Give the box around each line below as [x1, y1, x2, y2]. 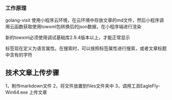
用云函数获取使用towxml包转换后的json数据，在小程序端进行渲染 [5, 24, 142, 30]
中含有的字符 [5, 52, 32, 58]
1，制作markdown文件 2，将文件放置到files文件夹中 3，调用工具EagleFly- [5, 83, 160, 89]
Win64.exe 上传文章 [5, 89, 48, 95]
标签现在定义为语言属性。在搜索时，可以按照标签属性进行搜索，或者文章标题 [5, 45, 167, 52]
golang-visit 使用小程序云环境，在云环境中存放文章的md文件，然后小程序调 [5, 17, 164, 24]
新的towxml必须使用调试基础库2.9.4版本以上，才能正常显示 [5, 34, 131, 41]
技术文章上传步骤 [5, 68, 59, 77]
